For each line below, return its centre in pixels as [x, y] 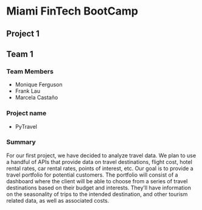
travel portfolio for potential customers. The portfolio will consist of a [92, 175]
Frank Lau [28, 91]
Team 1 [20, 54]
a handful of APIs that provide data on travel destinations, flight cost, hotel [99, 161]
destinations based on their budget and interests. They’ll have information [99, 188]
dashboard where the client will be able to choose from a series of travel [97, 181]
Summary [21, 142]
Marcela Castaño [37, 98]
